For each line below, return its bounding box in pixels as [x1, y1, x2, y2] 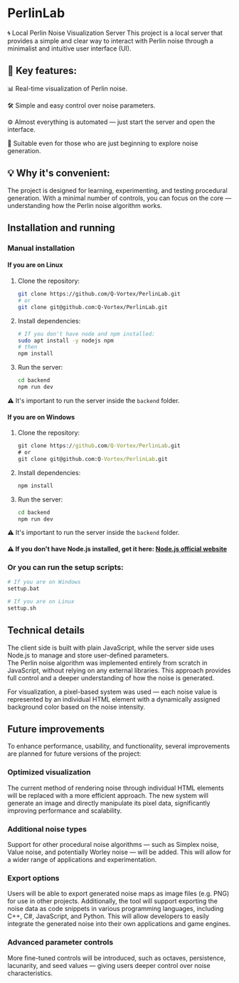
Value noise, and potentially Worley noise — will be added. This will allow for [7, 848, 231, 856]
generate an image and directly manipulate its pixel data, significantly [7, 799, 211, 807]
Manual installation [7, 243, 75, 253]
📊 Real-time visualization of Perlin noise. [7, 84, 128, 93]
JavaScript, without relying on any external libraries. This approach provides [7, 666, 231, 675]
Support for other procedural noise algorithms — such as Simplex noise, [7, 841, 219, 849]
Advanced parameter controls [7, 937, 114, 947]
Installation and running [7, 222, 115, 234]
